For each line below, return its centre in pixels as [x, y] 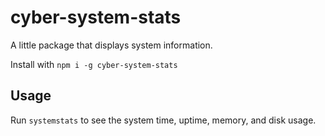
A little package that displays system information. [111, 45]
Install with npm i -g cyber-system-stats [94, 64]
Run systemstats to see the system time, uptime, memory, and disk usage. [163, 120]
